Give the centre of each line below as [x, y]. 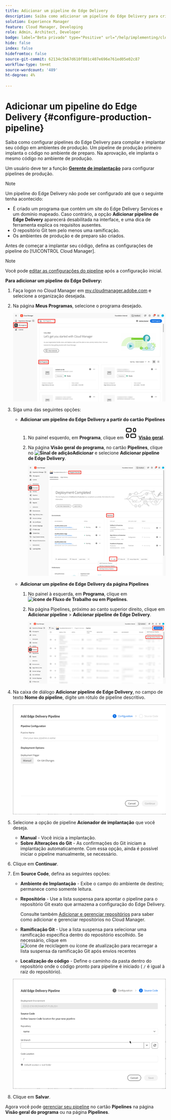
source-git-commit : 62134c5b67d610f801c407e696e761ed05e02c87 [73, 59]
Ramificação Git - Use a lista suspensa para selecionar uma [83, 930]
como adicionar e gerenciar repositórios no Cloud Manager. [83, 920]
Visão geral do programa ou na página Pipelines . [57, 1112]
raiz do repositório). [41, 972]
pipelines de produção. [30, 174]
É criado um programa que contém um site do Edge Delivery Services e [88, 208]
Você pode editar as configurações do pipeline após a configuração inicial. [84, 270]
